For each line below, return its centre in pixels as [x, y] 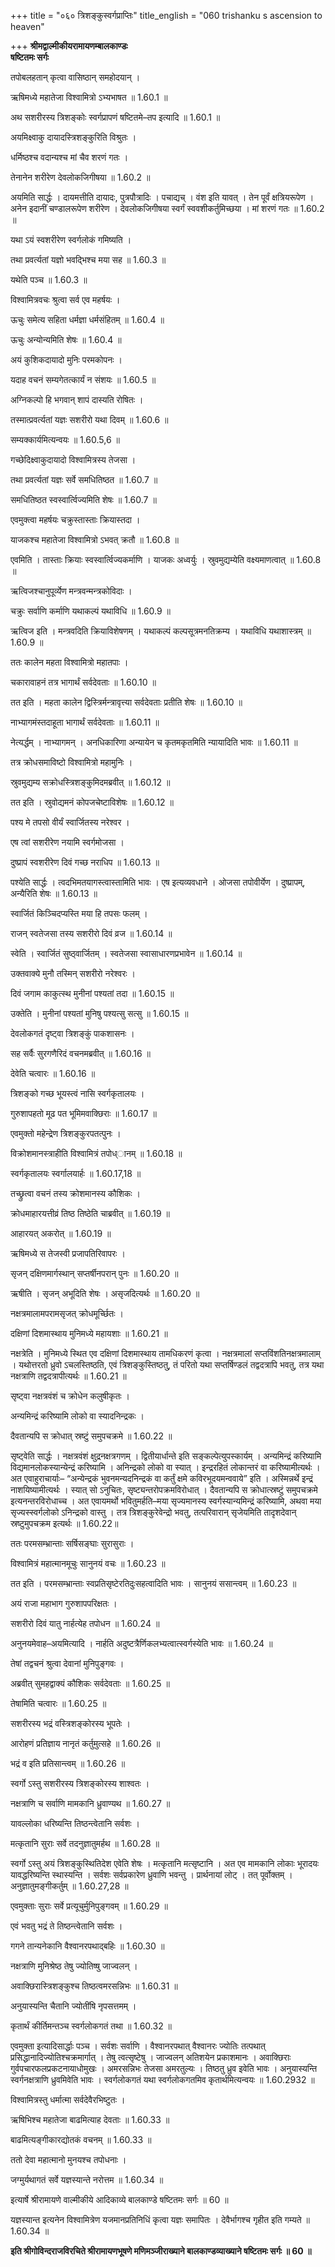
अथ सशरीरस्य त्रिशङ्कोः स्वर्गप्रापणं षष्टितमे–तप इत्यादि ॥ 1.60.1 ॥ [115, 117]
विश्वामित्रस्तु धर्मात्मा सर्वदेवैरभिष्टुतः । [68, 2099]
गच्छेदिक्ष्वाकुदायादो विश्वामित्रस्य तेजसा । [73, 459]
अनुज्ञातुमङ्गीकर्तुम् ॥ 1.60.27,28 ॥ [69, 1886]
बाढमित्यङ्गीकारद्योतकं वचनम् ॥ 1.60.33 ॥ [81, 2139]
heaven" [27, 26]
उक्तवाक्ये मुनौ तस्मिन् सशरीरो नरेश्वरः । [73, 973]
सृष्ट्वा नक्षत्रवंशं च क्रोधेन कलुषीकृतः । [70, 1396]
